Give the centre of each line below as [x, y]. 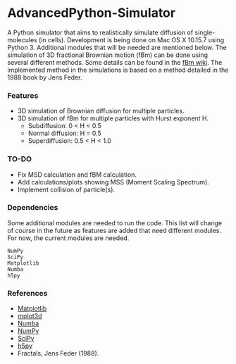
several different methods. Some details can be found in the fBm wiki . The [115, 62]
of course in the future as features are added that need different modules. [114, 230]
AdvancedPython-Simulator [92, 13]
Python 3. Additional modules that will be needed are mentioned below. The [117, 47]
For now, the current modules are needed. [68, 238]
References [27, 293]
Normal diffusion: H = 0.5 [65, 133]
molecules [22, 39]
